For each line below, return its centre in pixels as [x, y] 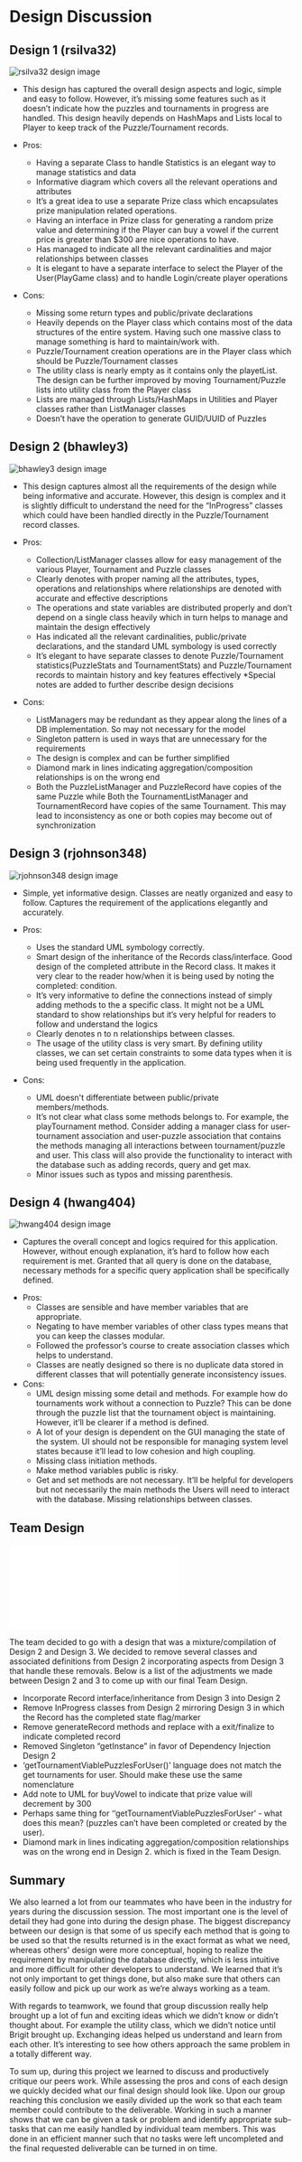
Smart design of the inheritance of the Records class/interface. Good [164, 956]
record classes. [51, 524]
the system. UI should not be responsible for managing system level [162, 1442]
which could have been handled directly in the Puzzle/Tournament [145, 515]
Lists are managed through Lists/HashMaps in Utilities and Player [156, 399]
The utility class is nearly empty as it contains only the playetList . [156, 371]
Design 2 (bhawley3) [69, 447]
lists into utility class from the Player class [114, 390]
